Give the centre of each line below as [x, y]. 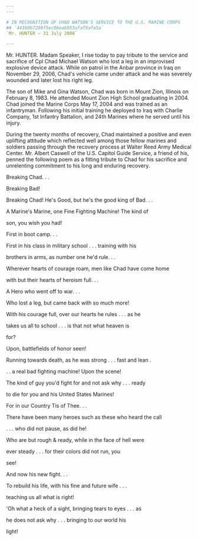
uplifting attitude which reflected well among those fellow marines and [91, 141]
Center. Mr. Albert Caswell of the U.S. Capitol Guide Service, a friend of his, [98, 153]
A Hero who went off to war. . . [43, 291]
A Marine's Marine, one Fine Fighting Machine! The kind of [77, 212]
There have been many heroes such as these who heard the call [84, 417]
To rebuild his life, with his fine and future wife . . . [67, 486]
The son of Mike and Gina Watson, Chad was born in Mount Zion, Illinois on [98, 91]
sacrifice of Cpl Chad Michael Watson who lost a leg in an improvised [90, 61]
